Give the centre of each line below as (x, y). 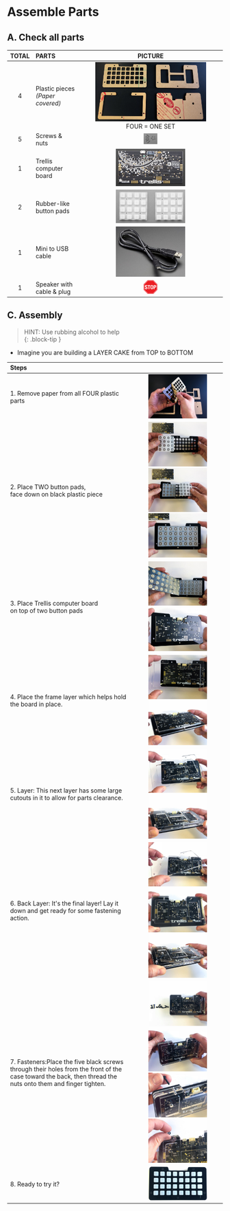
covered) (48, 103)
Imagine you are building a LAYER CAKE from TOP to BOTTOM (105, 352)
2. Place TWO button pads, (48, 487)
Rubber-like (52, 203)
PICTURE (151, 56)
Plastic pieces (55, 89)
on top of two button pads (47, 611)
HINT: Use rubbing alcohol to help (72, 332)
